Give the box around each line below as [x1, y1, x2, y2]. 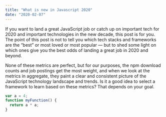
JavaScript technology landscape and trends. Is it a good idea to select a [5, 78, 155, 84]
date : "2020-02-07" [5, 12, 46, 17]
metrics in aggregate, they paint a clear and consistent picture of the [5, 73, 146, 79]
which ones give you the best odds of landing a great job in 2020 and [5, 47, 148, 53]
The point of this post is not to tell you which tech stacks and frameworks [5, 36, 156, 43]
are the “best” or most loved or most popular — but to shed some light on [5, 42, 156, 48]
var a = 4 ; [5, 93, 28, 98]
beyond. [5, 52, 22, 58]
